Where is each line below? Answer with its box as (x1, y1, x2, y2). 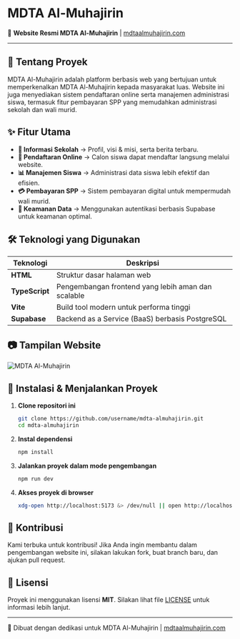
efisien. (17, 178, 40, 187)
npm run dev (17, 475, 54, 483)
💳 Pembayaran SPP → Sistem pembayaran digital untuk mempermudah (17, 186, 231, 195)
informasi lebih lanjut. (7, 603, 71, 611)
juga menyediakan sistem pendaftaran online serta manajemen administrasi (7, 90, 230, 99)
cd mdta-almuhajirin (17, 421, 79, 429)
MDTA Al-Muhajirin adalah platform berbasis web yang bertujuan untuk (7, 75, 216, 84)
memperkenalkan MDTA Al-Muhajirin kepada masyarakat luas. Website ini (7, 82, 225, 91)
